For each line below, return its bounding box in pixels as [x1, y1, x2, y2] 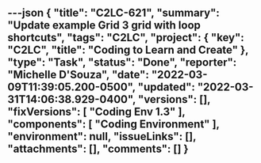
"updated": [137, 81, 196, 94]
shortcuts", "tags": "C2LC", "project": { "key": [7, 31, 245, 44]
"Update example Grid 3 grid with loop [7, 19, 202, 32]
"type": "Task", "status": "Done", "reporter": [7, 55, 237, 70]
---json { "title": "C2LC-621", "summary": [7, 6, 220, 20]
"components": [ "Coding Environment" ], [7, 118, 220, 131]
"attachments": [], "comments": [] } [7, 142, 189, 156]
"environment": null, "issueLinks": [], [7, 130, 197, 143]
